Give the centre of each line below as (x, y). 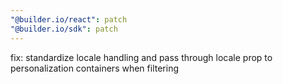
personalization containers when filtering (95, 68)
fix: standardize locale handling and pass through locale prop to (141, 57)
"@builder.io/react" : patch (69, 19)
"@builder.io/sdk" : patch (64, 29)
